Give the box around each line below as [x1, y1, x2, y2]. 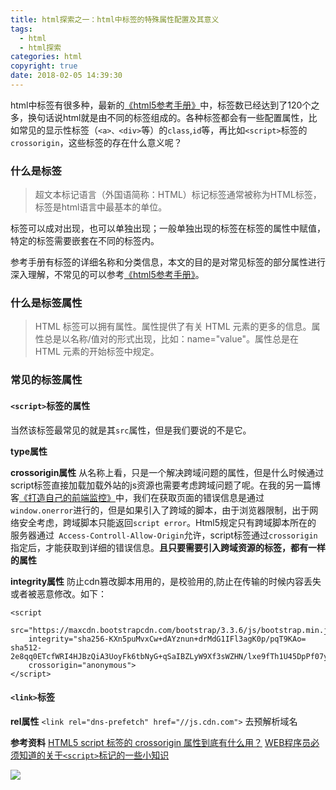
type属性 [10, 445, 48, 457]
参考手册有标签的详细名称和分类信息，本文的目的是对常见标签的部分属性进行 [10, 256, 326, 268]
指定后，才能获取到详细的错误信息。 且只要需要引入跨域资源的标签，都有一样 [10, 541, 326, 553]
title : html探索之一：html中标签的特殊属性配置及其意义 [10, 14, 220, 25]
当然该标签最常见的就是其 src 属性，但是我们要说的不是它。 [10, 424, 252, 436]
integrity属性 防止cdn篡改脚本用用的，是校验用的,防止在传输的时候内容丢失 [10, 575, 322, 587]
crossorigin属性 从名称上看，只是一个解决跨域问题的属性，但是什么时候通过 [10, 466, 325, 478]
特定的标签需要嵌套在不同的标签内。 [10, 235, 160, 247]
